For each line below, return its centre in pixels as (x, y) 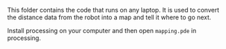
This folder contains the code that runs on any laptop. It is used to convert (113, 10)
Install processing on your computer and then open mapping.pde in (102, 31)
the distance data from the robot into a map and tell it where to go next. (109, 17)
